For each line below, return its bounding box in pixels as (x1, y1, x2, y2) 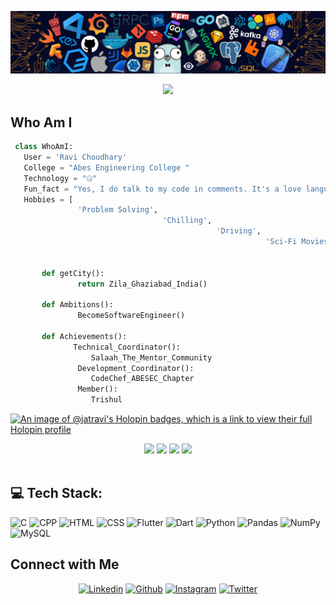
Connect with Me (10, 556, 120, 573)
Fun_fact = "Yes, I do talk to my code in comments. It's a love (23, 184, 302, 194)
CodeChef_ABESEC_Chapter (90, 374, 195, 384)
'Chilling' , (162, 216, 213, 226)
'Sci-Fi (265, 237, 298, 247)
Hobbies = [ (23, 194, 74, 205)
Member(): (77, 384, 118, 395)
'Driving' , (216, 226, 262, 236)
